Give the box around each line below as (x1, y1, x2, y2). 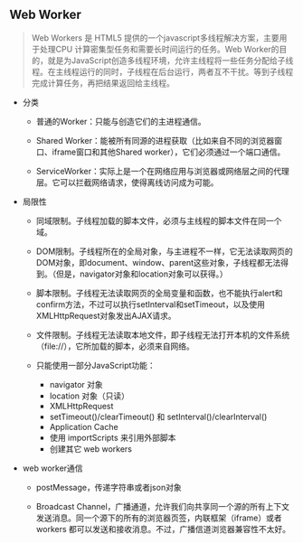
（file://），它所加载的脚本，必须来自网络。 (35, 341, 194, 351)
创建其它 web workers (49, 443, 133, 454)
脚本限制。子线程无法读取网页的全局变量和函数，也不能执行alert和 (35, 287, 283, 298)
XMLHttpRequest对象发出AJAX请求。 (35, 310, 176, 321)
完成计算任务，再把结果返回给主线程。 (31, 77, 175, 89)
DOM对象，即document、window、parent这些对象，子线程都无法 (35, 257, 281, 267)
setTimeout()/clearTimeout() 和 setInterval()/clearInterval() (49, 411, 268, 422)
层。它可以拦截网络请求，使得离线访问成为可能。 (35, 176, 219, 188)
